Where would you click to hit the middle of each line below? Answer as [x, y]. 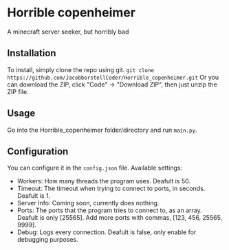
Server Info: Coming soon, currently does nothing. [88, 203]
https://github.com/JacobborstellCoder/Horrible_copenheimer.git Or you [113, 77]
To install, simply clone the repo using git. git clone [81, 69]
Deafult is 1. [34, 196]
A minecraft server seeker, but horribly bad [68, 32]
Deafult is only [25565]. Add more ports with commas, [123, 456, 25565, [120, 218]
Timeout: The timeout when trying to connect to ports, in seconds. [111, 189]
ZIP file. [18, 91]
